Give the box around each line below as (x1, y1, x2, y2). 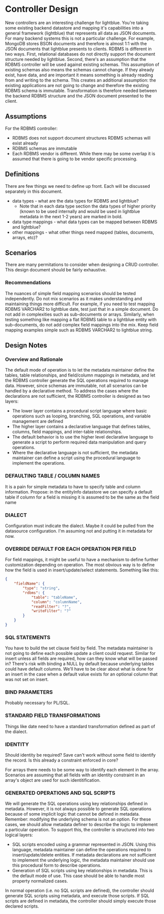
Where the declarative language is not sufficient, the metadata (12, 450, 138, 456)
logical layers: (5, 832, 33, 838)
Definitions (5, 170, 40, 178)
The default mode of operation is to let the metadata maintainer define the (5, 367, 155, 373)
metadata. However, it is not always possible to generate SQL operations (5, 806, 152, 812)
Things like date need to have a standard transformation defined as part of (5, 723, 155, 729)
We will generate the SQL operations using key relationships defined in (5, 800, 148, 807)
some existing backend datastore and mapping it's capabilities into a (5, 25, 143, 30)
